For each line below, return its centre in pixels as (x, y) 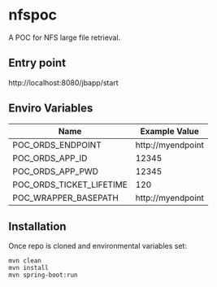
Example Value (169, 131)
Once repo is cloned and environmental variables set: (98, 246)
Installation (37, 226)
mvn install (28, 268)
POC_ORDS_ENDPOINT (57, 145)
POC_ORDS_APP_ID (50, 158)
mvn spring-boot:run (43, 275)
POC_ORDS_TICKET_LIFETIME (70, 185)
